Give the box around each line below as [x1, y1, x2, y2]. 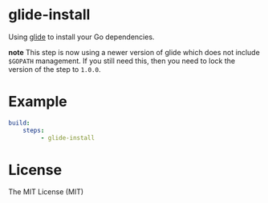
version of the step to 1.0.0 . [8, 64, 102, 74]
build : [8, 118, 30, 127]
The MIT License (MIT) [8, 187, 84, 197]
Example [8, 93, 67, 111]
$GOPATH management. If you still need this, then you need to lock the [8, 56, 235, 66]
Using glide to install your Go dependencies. [8, 32, 155, 42]
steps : [22, 126, 45, 134]
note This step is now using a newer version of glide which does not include [8, 47, 261, 57]
